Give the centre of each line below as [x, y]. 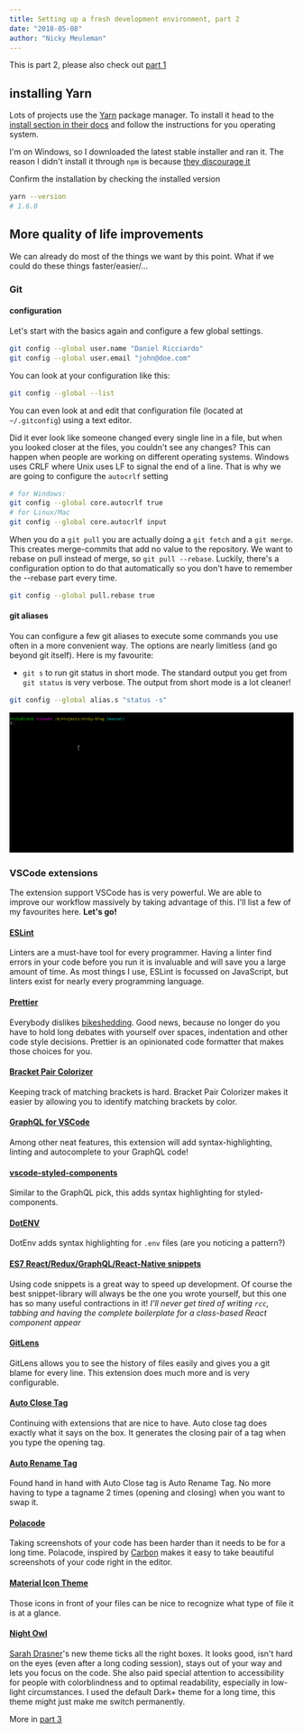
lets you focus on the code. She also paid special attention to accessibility [147, 1672]
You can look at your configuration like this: [90, 375]
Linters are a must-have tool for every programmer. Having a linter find [141, 953]
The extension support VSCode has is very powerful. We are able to [136, 893]
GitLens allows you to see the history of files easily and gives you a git [140, 1363]
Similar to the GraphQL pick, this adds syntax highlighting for [122, 1192]
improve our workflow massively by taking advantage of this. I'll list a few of [150, 902]
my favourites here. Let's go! [63, 912]
